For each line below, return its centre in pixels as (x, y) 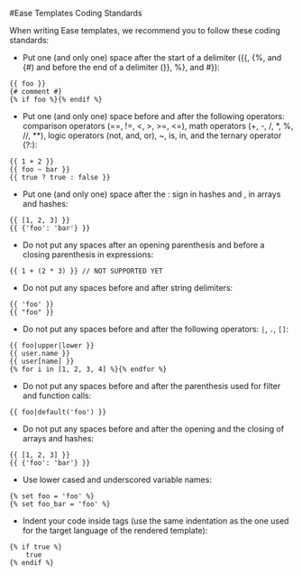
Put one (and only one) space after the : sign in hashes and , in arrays (151, 194)
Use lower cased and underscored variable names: (117, 479)
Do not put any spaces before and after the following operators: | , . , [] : (156, 329)
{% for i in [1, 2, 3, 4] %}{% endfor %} (88, 369)
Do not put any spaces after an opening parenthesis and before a (143, 245)
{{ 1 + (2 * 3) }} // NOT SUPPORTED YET (87, 271)
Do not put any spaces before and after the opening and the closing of (153, 429)
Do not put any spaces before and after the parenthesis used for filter (151, 386)
